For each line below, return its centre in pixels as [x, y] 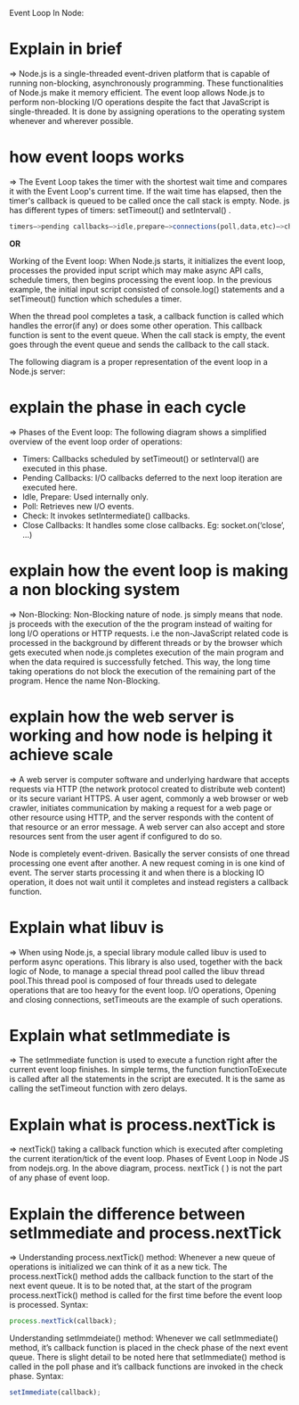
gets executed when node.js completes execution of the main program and [147, 652]
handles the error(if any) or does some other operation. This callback [136, 326]
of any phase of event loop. [60, 1178]
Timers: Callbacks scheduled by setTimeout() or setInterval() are [141, 459]
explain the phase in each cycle [128, 407]
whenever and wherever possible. [71, 120]
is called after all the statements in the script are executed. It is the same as [147, 1079]
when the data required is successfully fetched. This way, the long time [140, 661]
